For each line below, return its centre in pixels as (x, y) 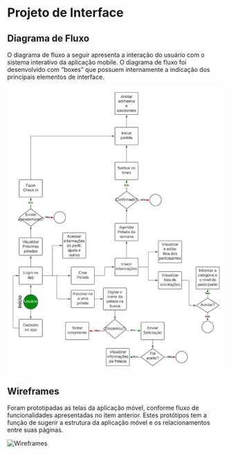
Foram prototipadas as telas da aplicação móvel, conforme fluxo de (103, 408)
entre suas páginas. (35, 430)
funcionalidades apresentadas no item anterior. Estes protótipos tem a (107, 415)
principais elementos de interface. (56, 77)
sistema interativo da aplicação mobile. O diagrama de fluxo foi (97, 62)
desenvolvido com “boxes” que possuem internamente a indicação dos (109, 70)
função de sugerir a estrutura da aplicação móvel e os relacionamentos (109, 422)
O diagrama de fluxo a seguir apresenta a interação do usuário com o (106, 55)
